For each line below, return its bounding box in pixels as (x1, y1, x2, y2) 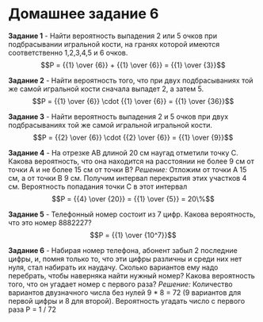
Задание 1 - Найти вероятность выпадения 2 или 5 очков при (8, 31, 218, 40)
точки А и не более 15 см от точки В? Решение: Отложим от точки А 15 (8, 164, 247, 174)
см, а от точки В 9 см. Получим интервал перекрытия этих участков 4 (8, 173, 247, 182)
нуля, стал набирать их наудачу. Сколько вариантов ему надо (8, 263, 219, 272)
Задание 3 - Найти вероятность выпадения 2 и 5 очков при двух (8, 112, 229, 121)
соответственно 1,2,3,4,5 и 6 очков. (8, 48, 128, 57)
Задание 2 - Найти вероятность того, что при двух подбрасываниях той (8, 75, 253, 85)
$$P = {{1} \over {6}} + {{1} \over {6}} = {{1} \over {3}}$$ (40, 60, 226, 70)
